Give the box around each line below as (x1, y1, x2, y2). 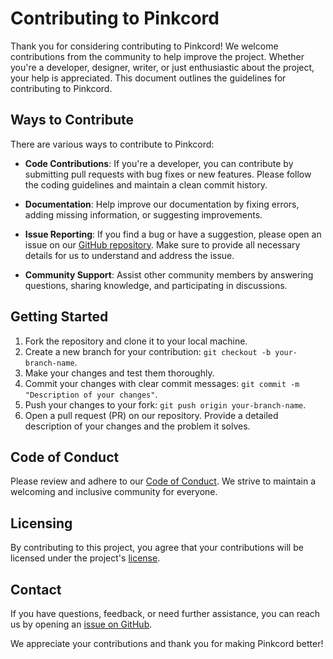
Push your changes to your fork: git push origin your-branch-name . (24, 398, 307, 411)
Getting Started (10, 308, 109, 326)
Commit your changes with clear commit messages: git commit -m (24, 377, 300, 389)
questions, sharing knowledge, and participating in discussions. (24, 279, 288, 291)
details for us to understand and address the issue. (24, 249, 235, 261)
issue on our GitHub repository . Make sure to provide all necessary (24, 238, 301, 251)
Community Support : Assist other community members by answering (24, 268, 314, 281)
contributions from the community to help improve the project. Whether (10, 50, 305, 62)
